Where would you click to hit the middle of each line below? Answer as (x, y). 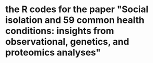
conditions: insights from (60, 31)
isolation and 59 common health (75, 20)
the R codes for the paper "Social (77, 9)
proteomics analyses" (53, 53)
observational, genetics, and (67, 42)
